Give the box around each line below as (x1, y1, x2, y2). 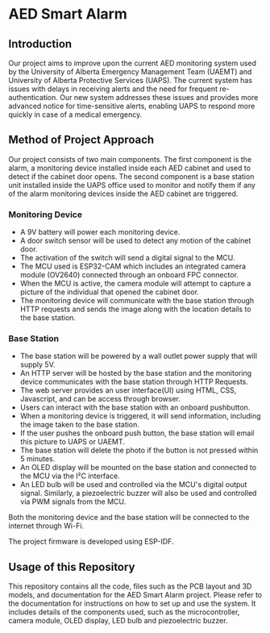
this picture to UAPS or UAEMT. (19, 437, 125, 447)
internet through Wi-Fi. (8, 521, 85, 531)
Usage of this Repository (8, 560, 135, 573)
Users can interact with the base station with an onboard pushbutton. (19, 402, 251, 412)
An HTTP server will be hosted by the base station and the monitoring (19, 369, 252, 378)
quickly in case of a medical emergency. (8, 110, 143, 119)
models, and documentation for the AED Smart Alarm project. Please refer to (8, 590, 263, 600)
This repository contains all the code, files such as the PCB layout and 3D (8, 581, 252, 591)
